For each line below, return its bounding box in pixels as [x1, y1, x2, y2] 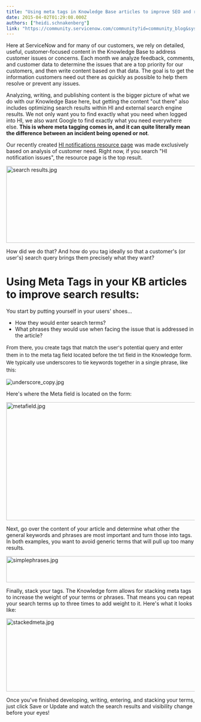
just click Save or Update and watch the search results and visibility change [6, 703, 193, 710]
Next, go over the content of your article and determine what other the [6, 525, 179, 532]
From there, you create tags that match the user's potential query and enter [6, 345, 184, 351]
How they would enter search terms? [14, 319, 106, 327]
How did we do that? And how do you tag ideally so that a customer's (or [6, 248, 186, 255]
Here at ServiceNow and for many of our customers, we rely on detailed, [6, 42, 185, 49]
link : [6, 25, 20, 32]
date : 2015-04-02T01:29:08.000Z [6, 14, 87, 20]
